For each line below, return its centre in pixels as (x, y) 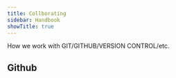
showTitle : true (30, 26)
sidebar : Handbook (34, 20)
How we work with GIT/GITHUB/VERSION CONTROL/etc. (88, 46)
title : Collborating (37, 13)
